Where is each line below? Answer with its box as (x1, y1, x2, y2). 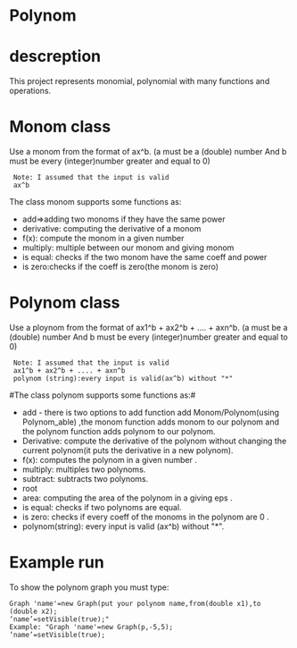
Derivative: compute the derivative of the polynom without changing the (21, 435, 287, 446)
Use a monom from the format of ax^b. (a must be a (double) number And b (9, 147, 287, 157)
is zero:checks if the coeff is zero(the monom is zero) (21, 261, 219, 273)
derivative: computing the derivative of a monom (21, 223, 202, 234)
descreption (9, 46, 101, 67)
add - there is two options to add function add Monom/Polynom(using (21, 408, 279, 417)
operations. (9, 86, 52, 97)
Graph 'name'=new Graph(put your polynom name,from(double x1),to (9, 599, 261, 608)
